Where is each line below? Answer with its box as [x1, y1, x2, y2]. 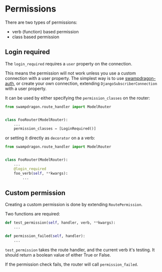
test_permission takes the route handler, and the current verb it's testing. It [5, 247, 155, 253]
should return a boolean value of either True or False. [5, 252, 111, 257]
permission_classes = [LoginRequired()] [14, 126, 96, 131]
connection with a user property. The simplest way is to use [5, 75, 124, 81]
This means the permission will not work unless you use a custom [5, 70, 136, 76]
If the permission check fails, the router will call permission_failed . [5, 261, 139, 267]
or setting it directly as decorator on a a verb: [5, 135, 95, 141]
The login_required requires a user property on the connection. [5, 60, 133, 66]
